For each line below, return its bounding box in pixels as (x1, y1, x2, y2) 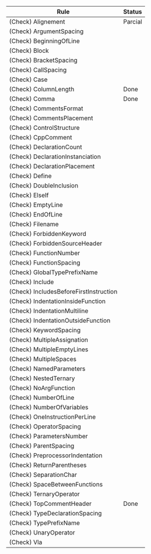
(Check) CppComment (9, 133, 72, 141)
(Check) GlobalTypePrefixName (9, 268, 98, 276)
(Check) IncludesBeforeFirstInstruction (9, 288, 118, 295)
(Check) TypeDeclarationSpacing (9, 510, 102, 517)
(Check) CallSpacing (9, 66, 67, 74)
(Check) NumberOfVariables (9, 403, 89, 411)
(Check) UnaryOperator (9, 528, 75, 536)
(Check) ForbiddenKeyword (9, 230, 86, 238)
